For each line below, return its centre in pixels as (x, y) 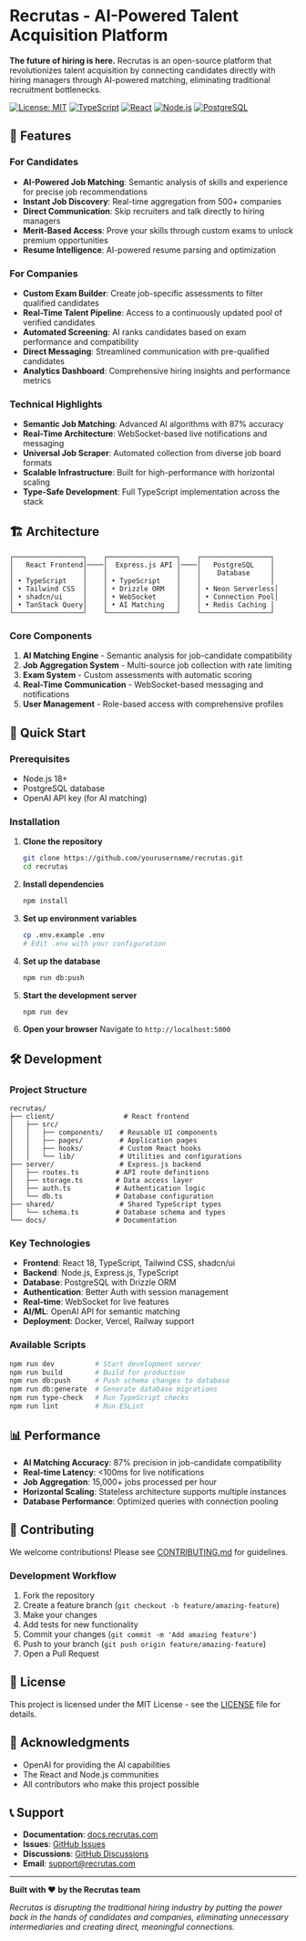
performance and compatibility (81, 341)
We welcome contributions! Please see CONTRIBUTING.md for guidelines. (149, 1551)
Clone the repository (62, 841)
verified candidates (59, 322)
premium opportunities (66, 240)
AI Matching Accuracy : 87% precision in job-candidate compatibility (152, 1462)
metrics (37, 381)
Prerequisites (40, 758)
